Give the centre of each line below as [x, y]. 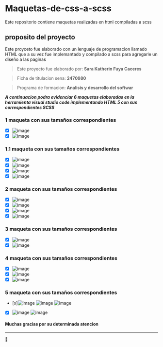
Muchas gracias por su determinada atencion [52, 324]
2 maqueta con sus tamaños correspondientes [61, 189]
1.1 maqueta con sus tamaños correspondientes [62, 149]
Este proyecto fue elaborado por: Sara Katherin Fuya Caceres [79, 69]
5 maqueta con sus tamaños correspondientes [61, 292]
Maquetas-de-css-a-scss [58, 9]
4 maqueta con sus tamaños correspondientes [61, 258]
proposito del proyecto [40, 37]
